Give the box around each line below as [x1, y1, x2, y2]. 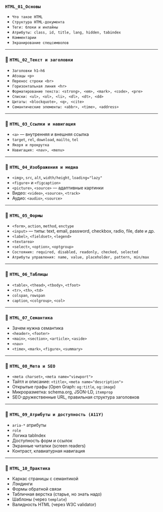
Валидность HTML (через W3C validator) [12, 501, 97, 507]
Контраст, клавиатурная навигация [12, 448, 85, 454]
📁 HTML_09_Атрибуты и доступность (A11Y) [5, 411, 104, 418]
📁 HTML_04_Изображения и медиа [5, 164, 79, 170]
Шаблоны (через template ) [12, 496, 67, 502]
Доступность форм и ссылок [12, 438, 73, 443]
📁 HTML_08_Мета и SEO [5, 363, 56, 369]
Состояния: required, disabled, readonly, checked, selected [12, 250, 139, 255]
